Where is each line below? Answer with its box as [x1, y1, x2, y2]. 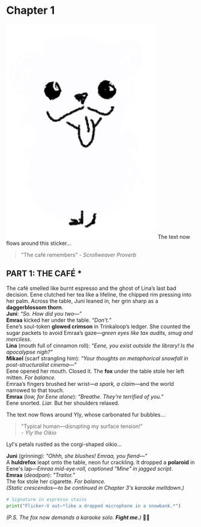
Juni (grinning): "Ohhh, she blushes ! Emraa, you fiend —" [6, 452, 148, 459]
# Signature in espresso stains [6, 496, 87, 502]
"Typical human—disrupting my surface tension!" [20, 423, 143, 430]
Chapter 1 [6, 4, 55, 17]
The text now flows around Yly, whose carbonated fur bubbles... [6, 411, 166, 418]
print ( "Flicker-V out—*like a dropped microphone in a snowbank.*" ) [6, 502, 181, 509]
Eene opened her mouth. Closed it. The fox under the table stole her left [6, 367, 184, 375]
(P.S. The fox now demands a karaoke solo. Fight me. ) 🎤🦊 [6, 514, 150, 521]
